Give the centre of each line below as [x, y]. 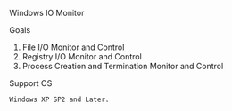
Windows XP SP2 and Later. [59, 99]
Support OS [31, 83]
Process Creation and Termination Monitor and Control [123, 66]
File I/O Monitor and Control [73, 47]
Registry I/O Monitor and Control [82, 56]
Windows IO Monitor [47, 13]
